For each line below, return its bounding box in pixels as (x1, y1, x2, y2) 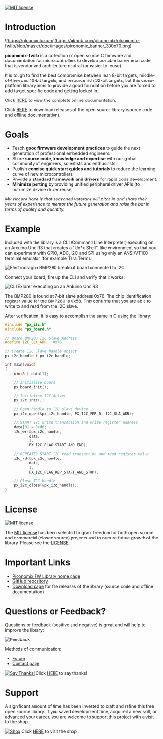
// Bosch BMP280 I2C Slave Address (5, 336, 77, 340)
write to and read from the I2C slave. (5, 303, 79, 309)
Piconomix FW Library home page (12, 573, 81, 579)
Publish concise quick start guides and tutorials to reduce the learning (12, 166, 156, 172)
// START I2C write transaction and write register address (14, 420, 138, 425)
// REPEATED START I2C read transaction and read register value (14, 452, 149, 457)
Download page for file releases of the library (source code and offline (12, 583, 154, 590)
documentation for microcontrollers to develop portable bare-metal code (5, 58, 151, 63)
